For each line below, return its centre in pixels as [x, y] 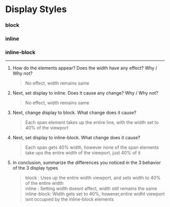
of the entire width [45, 183]
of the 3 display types [35, 168]
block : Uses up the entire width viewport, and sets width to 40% [93, 178]
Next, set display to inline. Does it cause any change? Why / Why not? [85, 93]
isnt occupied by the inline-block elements [70, 199]
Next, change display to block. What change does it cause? [74, 113]
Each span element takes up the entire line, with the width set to [92, 122]
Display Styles [36, 9]
